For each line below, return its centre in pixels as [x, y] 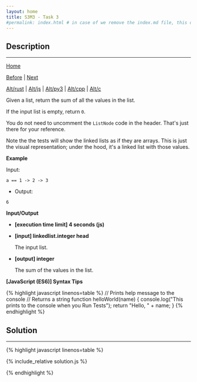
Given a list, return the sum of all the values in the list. [71, 100]
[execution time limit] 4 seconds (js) [59, 225]
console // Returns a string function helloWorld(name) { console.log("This [95, 299]
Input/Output [23, 213]
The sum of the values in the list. [54, 270]
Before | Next [22, 78]
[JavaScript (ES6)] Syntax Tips [45, 282]
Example [17, 158]
